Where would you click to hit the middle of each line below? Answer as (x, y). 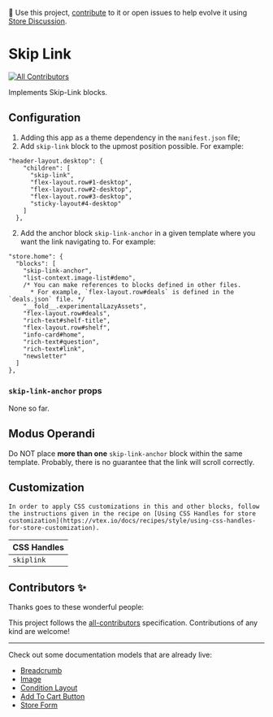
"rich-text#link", (54, 349)
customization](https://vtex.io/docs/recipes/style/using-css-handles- (132, 520)
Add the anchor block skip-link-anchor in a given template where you (138, 232)
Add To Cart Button (52, 697)
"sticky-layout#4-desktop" (76, 203)
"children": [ (47, 168)
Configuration (45, 118)
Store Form (39, 705)
